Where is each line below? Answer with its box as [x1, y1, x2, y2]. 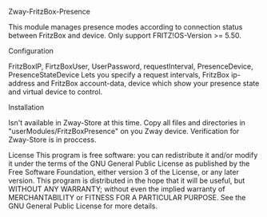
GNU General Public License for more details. [8, 201, 158, 211]
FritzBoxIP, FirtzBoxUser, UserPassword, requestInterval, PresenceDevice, [8, 61, 253, 71]
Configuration [8, 46, 54, 55]
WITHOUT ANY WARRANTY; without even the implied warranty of [8, 184, 225, 194]
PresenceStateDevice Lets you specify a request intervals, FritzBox [8, 70, 230, 79]
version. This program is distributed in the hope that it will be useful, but [8, 176, 245, 185]
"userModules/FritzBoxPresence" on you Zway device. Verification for [8, 127, 240, 136]
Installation [8, 103, 45, 112]
